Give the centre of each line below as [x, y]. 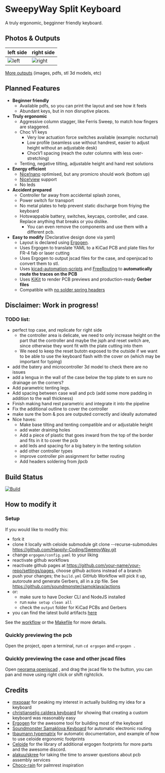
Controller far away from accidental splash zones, [70, 195]
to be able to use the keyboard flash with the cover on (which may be [90, 356]
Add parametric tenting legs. [41, 388]
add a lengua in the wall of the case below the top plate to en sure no [82, 378]
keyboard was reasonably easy [44, 718]
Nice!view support [38, 179]
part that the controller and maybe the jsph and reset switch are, [85, 340]
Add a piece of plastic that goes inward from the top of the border [86, 435]
